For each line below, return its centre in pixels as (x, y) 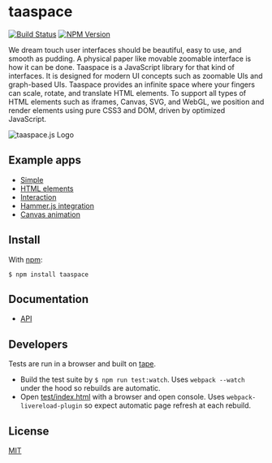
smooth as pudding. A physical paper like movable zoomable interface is (130, 58)
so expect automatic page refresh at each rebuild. (168, 405)
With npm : (26, 259)
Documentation (49, 299)
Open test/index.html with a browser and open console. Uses (123, 397)
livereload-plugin (51, 406)
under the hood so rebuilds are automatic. (90, 388)
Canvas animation (50, 214)
